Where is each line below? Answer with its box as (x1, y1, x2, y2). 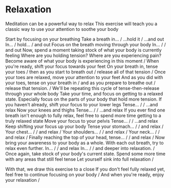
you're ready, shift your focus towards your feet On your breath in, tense (5, 63, 158, 69)
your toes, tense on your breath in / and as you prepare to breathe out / (5, 80, 156, 86)
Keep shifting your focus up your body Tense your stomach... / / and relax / (5, 123, 164, 129)
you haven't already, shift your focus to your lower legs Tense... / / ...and (5, 101, 158, 107)
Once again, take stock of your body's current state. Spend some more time (5, 151, 165, 157)
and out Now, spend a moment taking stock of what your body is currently (5, 47, 162, 53)
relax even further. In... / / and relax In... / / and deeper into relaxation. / (5, 145, 155, 151)
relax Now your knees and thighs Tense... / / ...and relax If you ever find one (5, 107, 165, 113)
